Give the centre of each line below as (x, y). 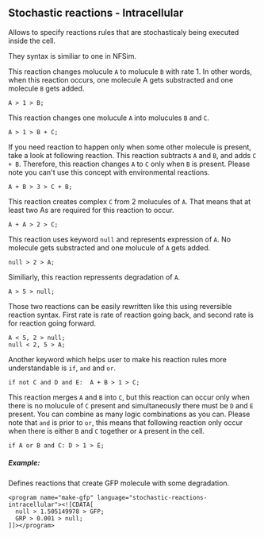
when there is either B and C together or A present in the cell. (106, 431)
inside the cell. (32, 41)
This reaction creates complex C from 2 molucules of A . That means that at (130, 201)
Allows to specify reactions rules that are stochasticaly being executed (124, 32)
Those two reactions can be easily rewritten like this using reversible (120, 306)
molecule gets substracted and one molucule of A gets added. (109, 247)
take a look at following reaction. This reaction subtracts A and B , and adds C (132, 155)
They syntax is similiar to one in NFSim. (73, 56)
